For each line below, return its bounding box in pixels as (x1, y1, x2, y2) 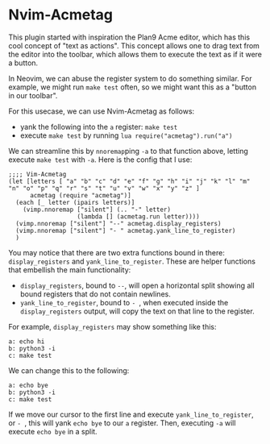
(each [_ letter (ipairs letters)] (15, 198, 135, 206)
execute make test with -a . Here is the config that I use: (8, 155, 193, 164)
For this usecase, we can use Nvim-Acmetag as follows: (8, 106, 195, 116)
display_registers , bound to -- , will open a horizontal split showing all (19, 280, 255, 290)
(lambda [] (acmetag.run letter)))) (77, 212, 200, 221)
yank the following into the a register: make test (19, 122, 178, 131)
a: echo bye (8, 381, 48, 389)
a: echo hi (8, 337, 45, 346)
